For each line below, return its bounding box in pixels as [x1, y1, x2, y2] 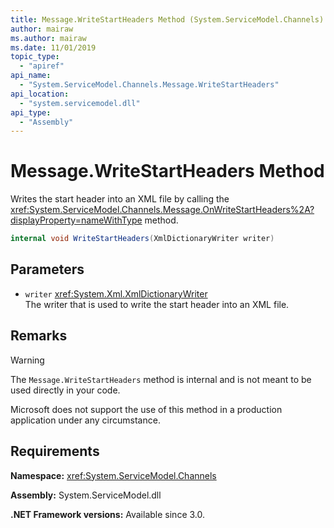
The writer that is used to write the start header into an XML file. [24, 298, 290, 310]
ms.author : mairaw [10, 33, 87, 43]
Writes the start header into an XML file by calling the [10, 193, 230, 205]
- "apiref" [19, 61, 65, 71]
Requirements [10, 443, 100, 460]
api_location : [10, 89, 70, 99]
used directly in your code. [10, 384, 121, 396]
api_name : [10, 71, 52, 81]
